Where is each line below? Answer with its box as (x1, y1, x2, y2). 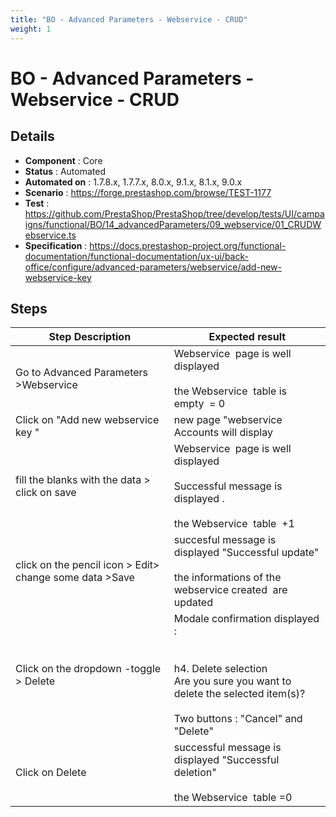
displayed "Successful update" (173, 546, 320, 560)
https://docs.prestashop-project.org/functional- (89, 239, 287, 251)
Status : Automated (24, 165, 106, 177)
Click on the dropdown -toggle (15, 662, 162, 676)
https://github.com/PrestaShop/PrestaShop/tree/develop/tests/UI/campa (24, 207, 325, 220)
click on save (15, 486, 77, 500)
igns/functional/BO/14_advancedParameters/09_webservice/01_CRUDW (24, 218, 322, 230)
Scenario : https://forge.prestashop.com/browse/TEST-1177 (24, 186, 272, 198)
